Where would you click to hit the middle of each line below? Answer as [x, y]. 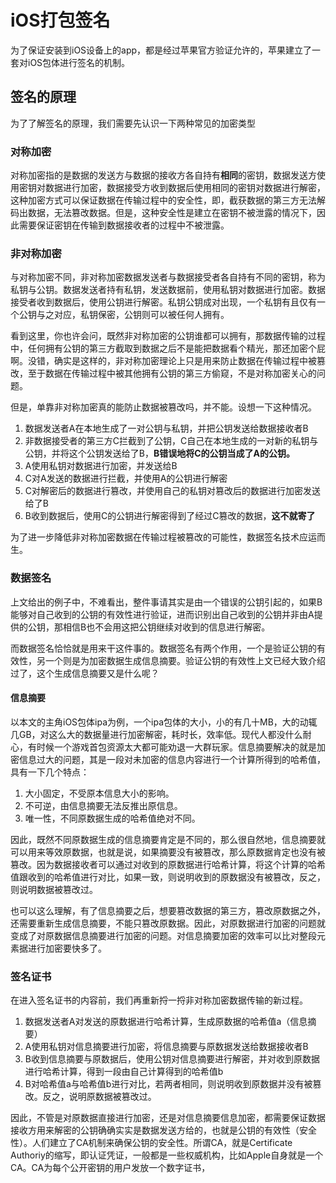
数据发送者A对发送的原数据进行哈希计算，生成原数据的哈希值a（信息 [166, 1022]
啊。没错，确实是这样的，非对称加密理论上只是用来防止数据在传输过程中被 [163, 361]
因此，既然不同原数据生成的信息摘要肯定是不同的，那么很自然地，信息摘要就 [168, 839]
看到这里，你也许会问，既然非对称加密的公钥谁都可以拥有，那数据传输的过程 [168, 336]
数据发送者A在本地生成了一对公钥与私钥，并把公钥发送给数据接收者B [166, 428]
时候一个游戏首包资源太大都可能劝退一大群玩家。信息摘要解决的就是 [176, 747]
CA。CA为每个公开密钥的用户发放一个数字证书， [110, 1168]
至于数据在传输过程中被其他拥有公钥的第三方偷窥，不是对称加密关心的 [172, 373]
